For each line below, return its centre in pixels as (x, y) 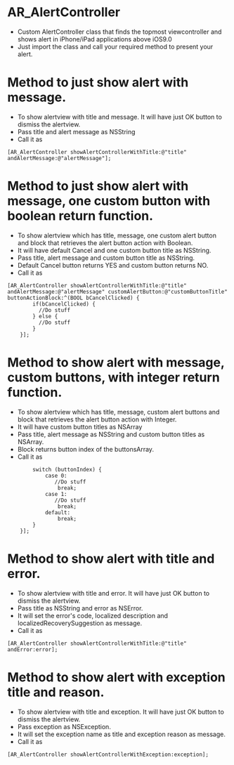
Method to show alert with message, (116, 362)
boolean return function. (80, 216)
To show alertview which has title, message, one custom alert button (117, 235)
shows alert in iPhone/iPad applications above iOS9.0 (95, 39)
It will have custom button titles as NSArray (80, 426)
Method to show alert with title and (111, 558)
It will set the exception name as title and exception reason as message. (122, 734)
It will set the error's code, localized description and (93, 615)
